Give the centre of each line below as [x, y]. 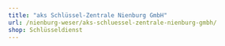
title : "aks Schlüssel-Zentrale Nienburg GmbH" [88, 15]
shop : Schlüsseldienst [45, 30]
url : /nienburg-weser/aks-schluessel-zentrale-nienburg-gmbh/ [112, 23]
